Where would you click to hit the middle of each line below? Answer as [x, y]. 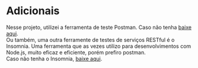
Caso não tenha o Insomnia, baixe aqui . [54, 59]
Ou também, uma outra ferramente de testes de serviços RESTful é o [90, 40]
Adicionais [33, 11]
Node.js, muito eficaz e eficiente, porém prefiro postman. [76, 52]
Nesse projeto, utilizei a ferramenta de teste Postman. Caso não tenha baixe [99, 27]
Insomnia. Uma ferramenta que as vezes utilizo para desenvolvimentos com [99, 46]
